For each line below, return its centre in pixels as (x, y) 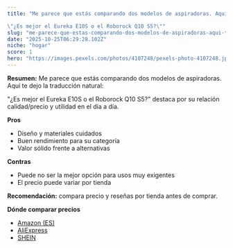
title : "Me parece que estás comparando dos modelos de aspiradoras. (110, 14)
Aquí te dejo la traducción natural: (55, 85)
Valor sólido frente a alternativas (63, 148)
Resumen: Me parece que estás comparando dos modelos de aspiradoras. (114, 78)
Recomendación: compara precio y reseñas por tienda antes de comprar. (113, 196)
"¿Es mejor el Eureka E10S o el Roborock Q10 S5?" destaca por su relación (113, 99)
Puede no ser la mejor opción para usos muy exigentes (96, 175)
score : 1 (20, 52)
